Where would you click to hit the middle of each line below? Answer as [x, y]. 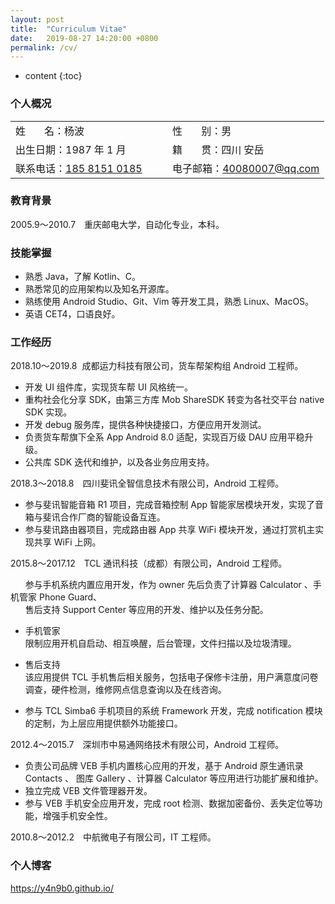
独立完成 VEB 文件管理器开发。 [88, 791]
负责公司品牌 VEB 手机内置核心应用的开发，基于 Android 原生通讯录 [164, 766]
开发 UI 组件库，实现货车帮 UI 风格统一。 [108, 387]
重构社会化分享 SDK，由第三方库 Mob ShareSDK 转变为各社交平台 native [174, 400]
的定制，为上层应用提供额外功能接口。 [103, 723]
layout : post [37, 19]
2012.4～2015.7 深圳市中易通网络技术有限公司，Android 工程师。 [147, 745]
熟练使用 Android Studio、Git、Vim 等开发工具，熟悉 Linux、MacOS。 [169, 302]
